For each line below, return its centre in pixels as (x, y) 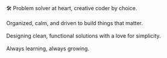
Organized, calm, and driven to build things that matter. (75, 23)
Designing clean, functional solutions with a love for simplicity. (83, 36)
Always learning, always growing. (48, 48)
